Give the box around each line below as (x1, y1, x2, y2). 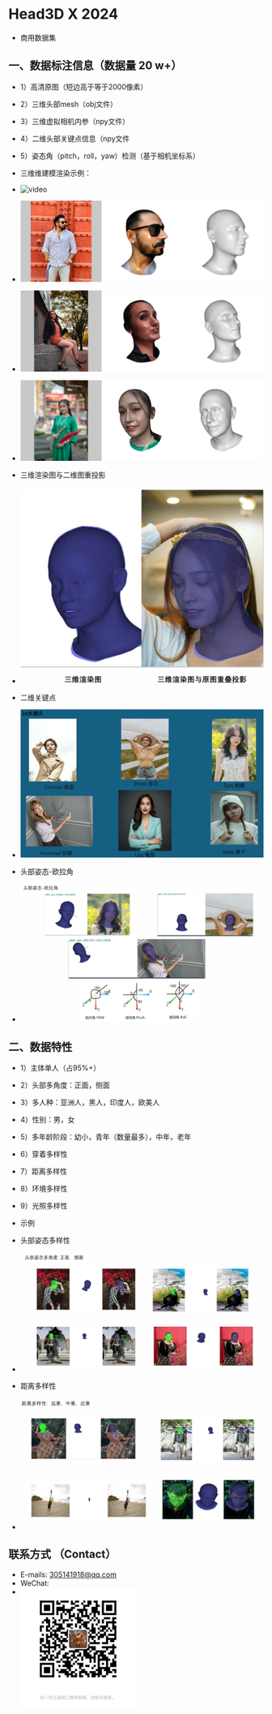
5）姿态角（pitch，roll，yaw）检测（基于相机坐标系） (19, 151, 201, 161)
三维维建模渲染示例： (19, 168, 91, 178)
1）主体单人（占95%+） (19, 1063, 101, 1073)
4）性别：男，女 (19, 1115, 75, 1125)
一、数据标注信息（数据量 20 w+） (8, 58, 182, 73)
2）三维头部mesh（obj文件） (19, 99, 117, 109)
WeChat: (19, 1578, 50, 1587)
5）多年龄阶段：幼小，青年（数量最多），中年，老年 (19, 1132, 192, 1142)
